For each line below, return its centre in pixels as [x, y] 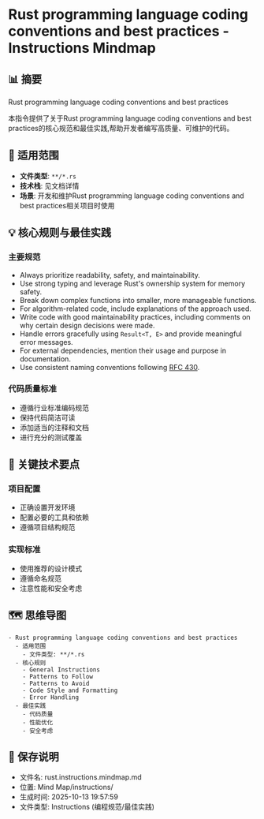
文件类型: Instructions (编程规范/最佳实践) [87, 807]
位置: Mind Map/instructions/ [66, 787]
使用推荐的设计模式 [51, 568]
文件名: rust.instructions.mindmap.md [80, 777]
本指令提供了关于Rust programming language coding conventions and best [130, 118]
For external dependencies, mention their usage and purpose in [123, 350]
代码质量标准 [33, 389]
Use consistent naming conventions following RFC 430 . [110, 367]
